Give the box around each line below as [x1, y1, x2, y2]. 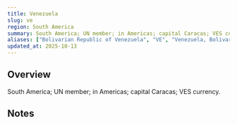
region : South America [7, 23, 74, 30]
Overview [7, 69, 51, 81]
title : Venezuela [7, 10, 59, 18]
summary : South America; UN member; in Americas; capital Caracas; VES [7, 29, 222, 37]
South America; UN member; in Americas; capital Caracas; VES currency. [7, 87, 221, 95]
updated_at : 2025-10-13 [7, 43, 78, 50]
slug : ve [7, 17, 33, 24]
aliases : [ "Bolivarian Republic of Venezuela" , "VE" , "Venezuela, [7, 36, 207, 43]
